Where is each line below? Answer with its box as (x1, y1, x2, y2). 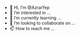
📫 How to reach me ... (9, 26, 55, 31)
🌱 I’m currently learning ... (9, 15, 62, 20)
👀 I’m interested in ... (9, 10, 51, 16)
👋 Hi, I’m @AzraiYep (9, 5, 50, 10)
